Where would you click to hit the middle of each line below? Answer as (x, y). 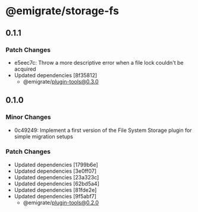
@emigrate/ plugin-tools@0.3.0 (61, 81)
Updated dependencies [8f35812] (56, 75)
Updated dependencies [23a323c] (56, 177)
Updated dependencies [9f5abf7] (55, 196)
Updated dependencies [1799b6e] (56, 164)
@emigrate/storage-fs (62, 11)
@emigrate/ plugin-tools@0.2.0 (61, 202)
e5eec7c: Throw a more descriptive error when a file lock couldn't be (99, 62)
